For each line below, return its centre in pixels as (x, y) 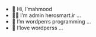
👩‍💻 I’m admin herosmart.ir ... (46, 15)
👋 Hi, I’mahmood (32, 9)
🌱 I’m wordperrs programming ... (51, 21)
